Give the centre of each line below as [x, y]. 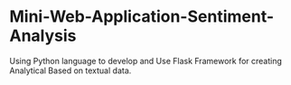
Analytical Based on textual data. [70, 71]
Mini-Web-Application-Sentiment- [142, 17]
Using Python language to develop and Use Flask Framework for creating [146, 61]
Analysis [43, 36]
